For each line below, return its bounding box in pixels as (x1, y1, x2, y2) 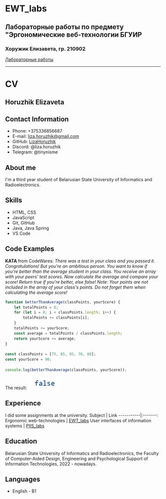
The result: (5, 385, 27, 391)
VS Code (12, 230, 31, 236)
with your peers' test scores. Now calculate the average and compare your (5, 273, 159, 280)
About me (5, 163, 36, 172)
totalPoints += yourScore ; (14, 326, 70, 331)
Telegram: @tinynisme (12, 149, 58, 155)
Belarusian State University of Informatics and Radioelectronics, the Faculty (5, 450, 159, 456)
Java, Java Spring (12, 225, 49, 231)
